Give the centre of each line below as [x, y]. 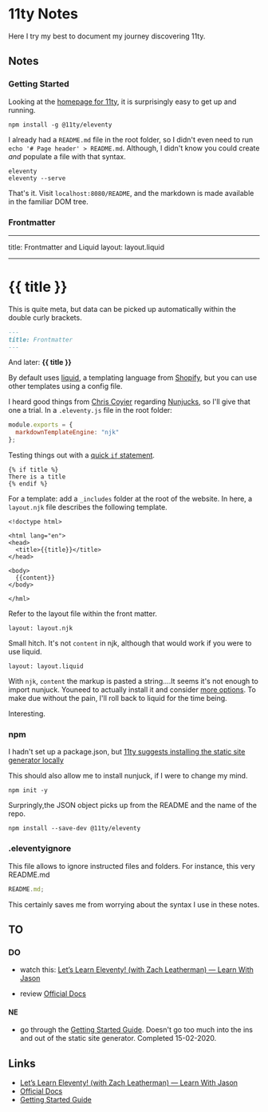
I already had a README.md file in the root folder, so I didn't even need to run [131, 139]
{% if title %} [33, 470]
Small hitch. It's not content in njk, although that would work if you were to [130, 643]
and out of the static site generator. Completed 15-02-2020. [118, 1038]
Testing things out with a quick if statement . [82, 455]
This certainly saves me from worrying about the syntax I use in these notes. [134, 904]
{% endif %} [28, 484]
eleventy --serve [37, 178]
